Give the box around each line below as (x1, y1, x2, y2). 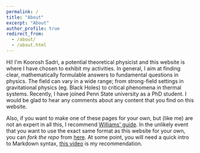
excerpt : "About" (6, 20, 50, 26)
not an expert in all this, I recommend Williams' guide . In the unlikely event (6, 121, 189, 128)
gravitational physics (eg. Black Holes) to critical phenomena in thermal (6, 84, 181, 91)
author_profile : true (6, 25, 60, 32)
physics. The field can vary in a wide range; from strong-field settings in (6, 77, 184, 84)
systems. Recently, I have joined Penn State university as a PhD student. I (6, 90, 187, 97)
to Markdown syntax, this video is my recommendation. (6, 140, 143, 147)
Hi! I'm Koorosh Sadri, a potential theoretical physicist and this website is (6, 58, 185, 66)
